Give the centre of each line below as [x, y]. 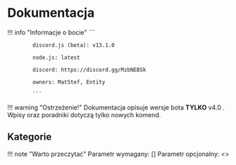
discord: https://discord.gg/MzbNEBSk [89, 70]
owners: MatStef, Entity [69, 82]
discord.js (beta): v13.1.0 [74, 45]
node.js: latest [56, 58]
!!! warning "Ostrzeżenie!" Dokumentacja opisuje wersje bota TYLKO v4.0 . [116, 107]
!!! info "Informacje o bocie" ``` [51, 32]
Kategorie [30, 137]
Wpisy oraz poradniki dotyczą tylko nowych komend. [84, 114]
